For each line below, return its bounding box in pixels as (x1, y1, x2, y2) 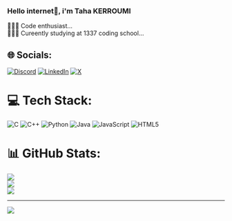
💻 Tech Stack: (7, 93, 93, 109)
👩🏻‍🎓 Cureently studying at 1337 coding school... (7, 29, 144, 37)
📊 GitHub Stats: (7, 146, 101, 161)
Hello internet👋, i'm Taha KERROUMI (7, 6, 131, 16)
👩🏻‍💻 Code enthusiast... (7, 22, 73, 30)
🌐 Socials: (7, 49, 52, 61)
